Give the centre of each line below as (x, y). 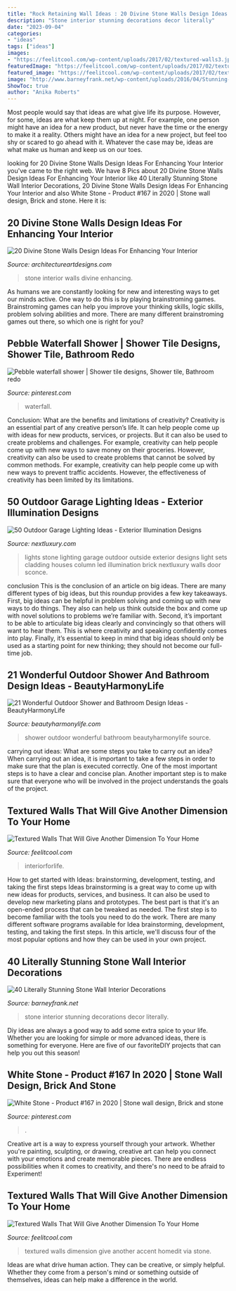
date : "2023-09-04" (36, 27)
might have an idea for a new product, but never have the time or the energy (118, 127)
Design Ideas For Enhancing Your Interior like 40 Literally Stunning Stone (112, 178)
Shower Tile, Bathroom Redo (71, 355)
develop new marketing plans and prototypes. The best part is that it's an (113, 902)
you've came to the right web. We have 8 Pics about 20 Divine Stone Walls (115, 171)
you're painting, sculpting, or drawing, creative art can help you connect (112, 1151)
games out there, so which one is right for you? (76, 322)
